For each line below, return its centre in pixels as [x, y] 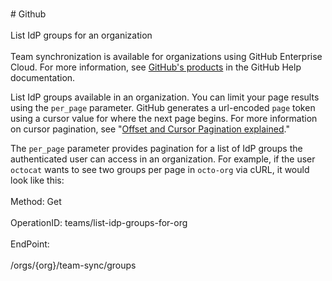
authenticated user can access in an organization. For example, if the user [163, 159]
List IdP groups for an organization [81, 35]
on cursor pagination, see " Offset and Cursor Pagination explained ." [150, 129]
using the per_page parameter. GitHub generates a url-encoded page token [163, 107]
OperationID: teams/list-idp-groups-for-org [99, 222]
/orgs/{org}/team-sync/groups [73, 265]
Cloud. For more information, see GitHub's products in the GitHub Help [156, 67]
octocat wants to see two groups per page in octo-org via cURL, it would [160, 169]
